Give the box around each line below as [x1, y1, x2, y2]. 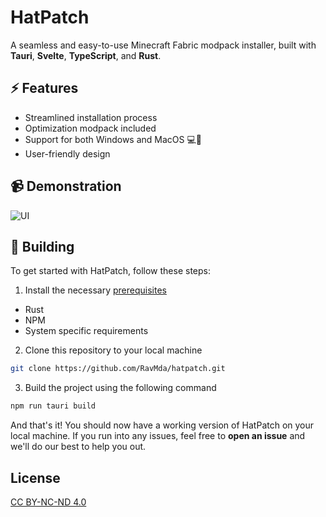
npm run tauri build [10, 401, 97, 411]
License [10, 469, 61, 486]
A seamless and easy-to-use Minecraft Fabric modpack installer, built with [10, 39, 317, 51]
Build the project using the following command [24, 382, 217, 394]
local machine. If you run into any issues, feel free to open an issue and [10, 430, 306, 442]
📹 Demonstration [10, 178, 122, 195]
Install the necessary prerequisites [24, 284, 167, 296]
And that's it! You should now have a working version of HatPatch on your [10, 419, 315, 431]
